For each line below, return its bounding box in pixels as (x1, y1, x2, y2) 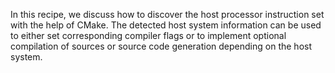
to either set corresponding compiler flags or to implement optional (10, 30, 287, 41)
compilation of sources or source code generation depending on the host (10, 40, 313, 52)
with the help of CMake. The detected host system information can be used (10, 19, 322, 31)
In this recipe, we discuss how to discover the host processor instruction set (10, 9, 325, 20)
